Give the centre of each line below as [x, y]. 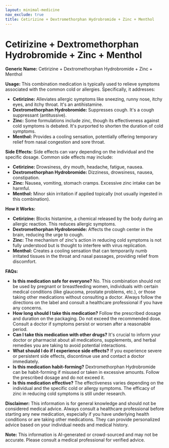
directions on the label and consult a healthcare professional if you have [88, 303]
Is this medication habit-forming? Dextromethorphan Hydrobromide [84, 367]
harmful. [21, 188]
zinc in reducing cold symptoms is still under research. [69, 394]
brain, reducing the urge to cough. [48, 235]
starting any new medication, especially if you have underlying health [77, 414]
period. [20, 329]
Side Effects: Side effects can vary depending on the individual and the [79, 152]
